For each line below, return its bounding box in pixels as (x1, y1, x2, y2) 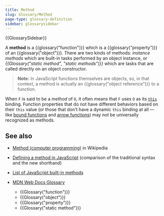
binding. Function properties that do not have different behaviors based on (5, 101, 159, 107)
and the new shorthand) (12, 160, 62, 166)
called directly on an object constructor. (5, 66, 87, 72)
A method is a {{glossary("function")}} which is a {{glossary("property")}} (5, 44, 158, 50)
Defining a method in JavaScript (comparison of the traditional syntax (12, 154, 156, 160)
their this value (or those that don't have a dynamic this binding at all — (5, 106, 155, 112)
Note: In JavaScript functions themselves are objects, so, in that (17, 75, 150, 81)
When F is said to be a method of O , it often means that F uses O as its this (5, 96, 157, 102)
